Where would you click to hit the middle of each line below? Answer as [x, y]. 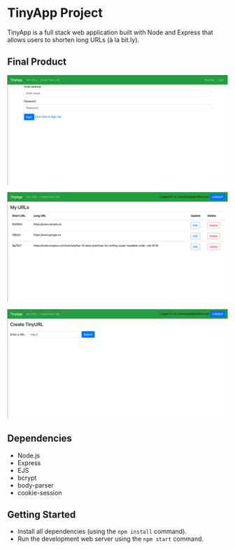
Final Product [37, 62]
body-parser [35, 485]
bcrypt [27, 478]
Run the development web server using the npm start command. [111, 539]
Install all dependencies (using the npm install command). [102, 532]
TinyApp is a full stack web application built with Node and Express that [110, 32]
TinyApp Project [55, 13]
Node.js [29, 455]
